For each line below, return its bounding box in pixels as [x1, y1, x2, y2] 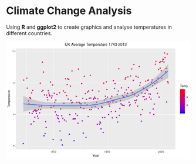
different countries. [6, 29, 53, 36]
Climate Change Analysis [6, 4, 132, 18]
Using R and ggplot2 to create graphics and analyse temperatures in [6, 23, 172, 30]
